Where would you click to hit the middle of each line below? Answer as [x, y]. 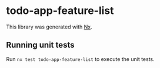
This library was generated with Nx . [49, 27]
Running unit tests [40, 45]
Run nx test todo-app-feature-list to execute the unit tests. [80, 59]
